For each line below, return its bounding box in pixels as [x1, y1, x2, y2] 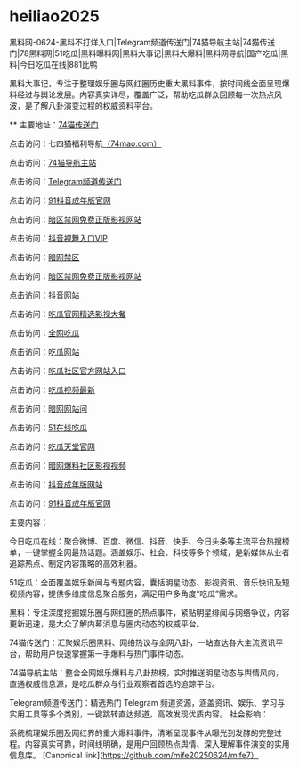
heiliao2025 [9, 6, 100, 27]
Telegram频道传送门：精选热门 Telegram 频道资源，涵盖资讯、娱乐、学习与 [9, 697, 286, 708]
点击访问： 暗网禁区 [9, 251, 80, 262]
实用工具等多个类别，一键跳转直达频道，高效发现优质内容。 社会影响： [9, 708, 269, 719]
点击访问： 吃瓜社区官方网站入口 [9, 365, 126, 376]
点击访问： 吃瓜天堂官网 [9, 441, 95, 452]
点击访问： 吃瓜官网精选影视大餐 [9, 308, 126, 319]
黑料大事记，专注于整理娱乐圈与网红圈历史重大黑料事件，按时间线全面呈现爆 [9, 78, 290, 88]
